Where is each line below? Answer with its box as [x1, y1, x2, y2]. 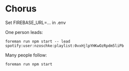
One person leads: [5, 29, 43, 35]
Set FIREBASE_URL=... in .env [5, 19, 66, 25]
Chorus [5, 3, 36, 14]
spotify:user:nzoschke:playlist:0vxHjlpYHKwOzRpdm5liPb [5, 43, 124, 48]
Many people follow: [5, 52, 47, 58]
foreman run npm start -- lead [5, 38, 70, 44]
